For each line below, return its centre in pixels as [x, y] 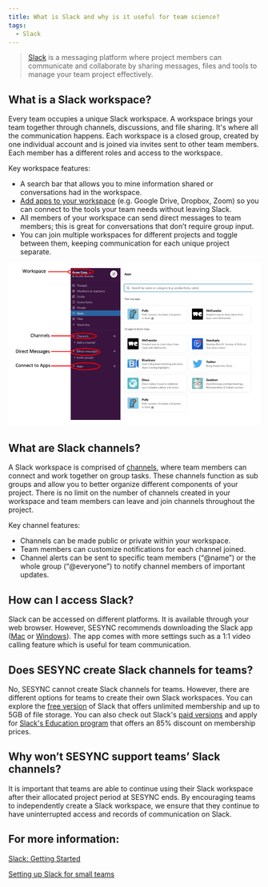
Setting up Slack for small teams [61, 874]
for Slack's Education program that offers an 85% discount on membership [132, 723]
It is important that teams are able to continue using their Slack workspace [131, 789]
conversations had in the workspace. [81, 193]
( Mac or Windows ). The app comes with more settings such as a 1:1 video [130, 637]
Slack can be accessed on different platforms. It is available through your [129, 619]
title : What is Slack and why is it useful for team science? [114, 17]
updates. [34, 575]
